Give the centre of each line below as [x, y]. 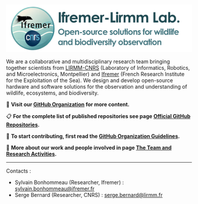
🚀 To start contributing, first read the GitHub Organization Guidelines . [93, 136]
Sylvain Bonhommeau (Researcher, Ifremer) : [69, 183]
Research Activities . [32, 154]
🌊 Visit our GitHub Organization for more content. [68, 105]
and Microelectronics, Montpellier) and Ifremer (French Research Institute [95, 74]
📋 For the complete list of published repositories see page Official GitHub [98, 116]
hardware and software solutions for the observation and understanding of [97, 87]
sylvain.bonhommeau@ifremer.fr [55, 189]
